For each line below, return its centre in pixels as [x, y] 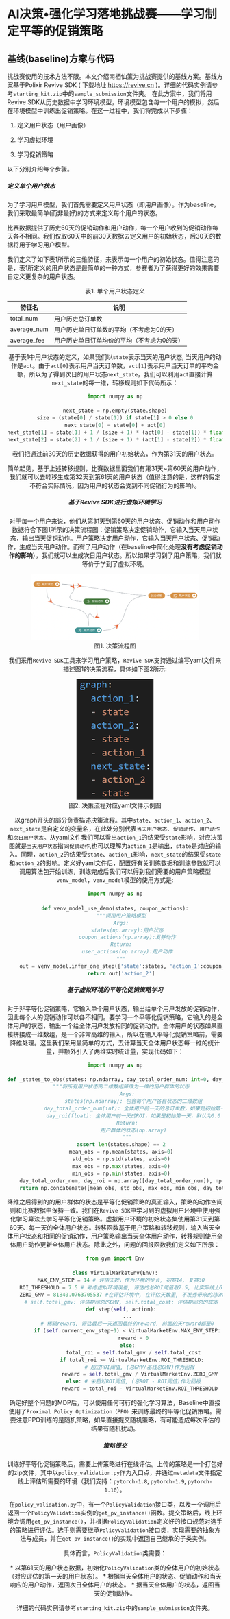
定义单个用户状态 [31, 186]
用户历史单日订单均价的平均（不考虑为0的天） [119, 341]
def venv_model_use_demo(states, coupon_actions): [115, 908]
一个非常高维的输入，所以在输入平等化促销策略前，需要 [145, 1034]
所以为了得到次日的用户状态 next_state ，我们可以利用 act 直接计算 [121, 374]
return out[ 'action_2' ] [121, 973]
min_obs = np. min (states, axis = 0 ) [121, 1173]
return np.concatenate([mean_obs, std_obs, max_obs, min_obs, [110, 1188]
